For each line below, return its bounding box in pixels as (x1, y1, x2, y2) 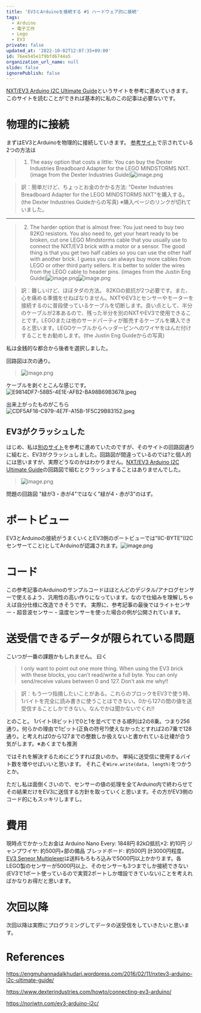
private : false (6, 43, 44, 49)
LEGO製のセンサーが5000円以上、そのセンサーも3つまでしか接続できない (6, 862, 188, 869)
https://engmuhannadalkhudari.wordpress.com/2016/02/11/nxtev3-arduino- (6, 970, 193, 977)
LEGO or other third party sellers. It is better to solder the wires (29, 262, 185, 269)
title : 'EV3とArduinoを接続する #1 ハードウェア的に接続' (6, 8, 139, 15)
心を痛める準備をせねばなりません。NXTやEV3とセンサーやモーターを (20, 294, 194, 302)
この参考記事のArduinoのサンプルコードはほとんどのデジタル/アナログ (6, 586, 179, 593)
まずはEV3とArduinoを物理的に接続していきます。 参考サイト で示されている (6, 139, 194, 146)
